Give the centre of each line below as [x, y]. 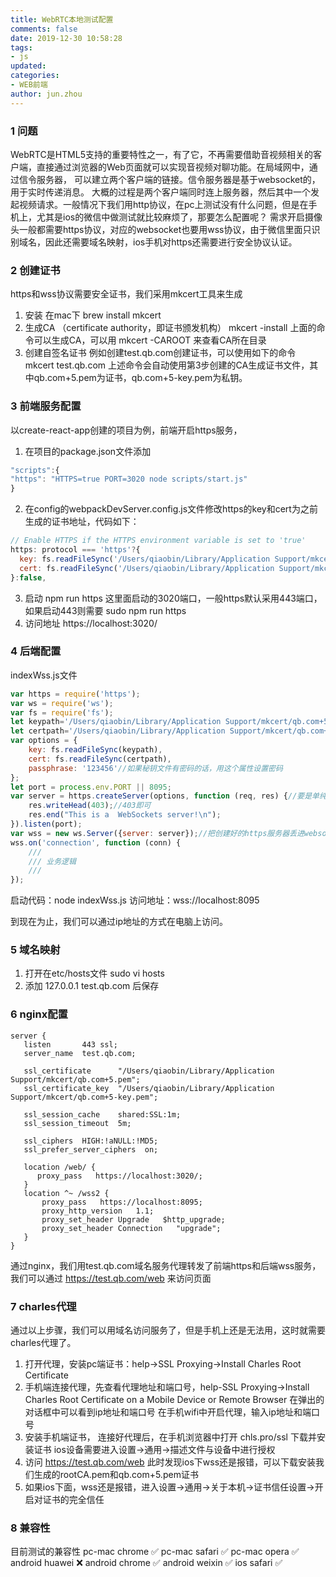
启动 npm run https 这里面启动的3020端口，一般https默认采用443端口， [173, 598]
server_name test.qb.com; [80, 1053]
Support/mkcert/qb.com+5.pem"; [75, 1079]
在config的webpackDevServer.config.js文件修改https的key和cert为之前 [171, 509]
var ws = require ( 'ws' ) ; [62, 703]
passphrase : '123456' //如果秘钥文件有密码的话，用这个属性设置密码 [155, 768]
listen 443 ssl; [70, 1044]
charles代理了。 [43, 1343]
